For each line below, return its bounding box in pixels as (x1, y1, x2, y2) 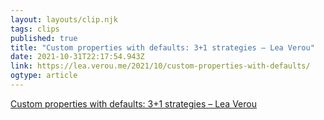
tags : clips (10, 24, 60, 34)
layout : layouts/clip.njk (10, 14, 118, 25)
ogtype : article (10, 71, 78, 81)
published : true (10, 33, 78, 43)
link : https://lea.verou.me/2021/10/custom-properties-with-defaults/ (10, 61, 311, 71)
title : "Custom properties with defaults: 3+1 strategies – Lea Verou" (10, 42, 315, 53)
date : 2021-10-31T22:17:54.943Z (10, 52, 145, 62)
